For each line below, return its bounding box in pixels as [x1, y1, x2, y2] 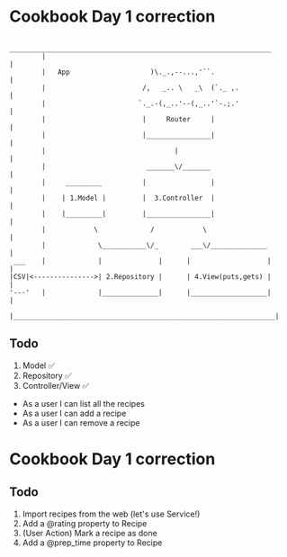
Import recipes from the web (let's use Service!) [22, 508, 201, 519]
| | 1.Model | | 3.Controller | [41, 193, 216, 202]
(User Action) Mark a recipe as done [22, 527, 157, 538]
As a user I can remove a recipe [22, 417, 140, 428]
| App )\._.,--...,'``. [41, 67, 216, 76]
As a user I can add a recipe [22, 408, 127, 418]
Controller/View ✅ [22, 380, 90, 391]
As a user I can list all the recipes [22, 398, 146, 409]
